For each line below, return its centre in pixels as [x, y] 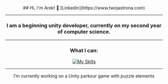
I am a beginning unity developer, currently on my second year [84, 25]
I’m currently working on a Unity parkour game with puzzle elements [84, 76]
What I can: [84, 50]
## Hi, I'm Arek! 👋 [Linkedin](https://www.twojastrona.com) [84, 8]
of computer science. [84, 31]
